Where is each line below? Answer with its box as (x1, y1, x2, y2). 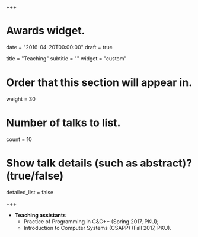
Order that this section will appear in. (6, 76, 193, 89)
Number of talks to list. (6, 116, 121, 130)
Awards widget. (6, 24, 85, 37)
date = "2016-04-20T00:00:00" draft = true (6, 43, 113, 50)
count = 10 (6, 136, 33, 143)
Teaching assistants (14, 212, 66, 219)
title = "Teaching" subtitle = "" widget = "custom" (6, 55, 127, 62)
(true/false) (6, 169, 64, 182)
